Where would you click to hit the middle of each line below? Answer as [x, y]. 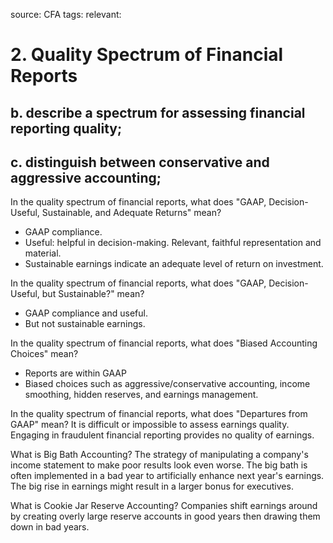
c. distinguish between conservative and [140, 162]
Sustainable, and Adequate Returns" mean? [131, 213]
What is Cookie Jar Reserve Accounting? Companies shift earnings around [164, 506]
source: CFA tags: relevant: [66, 14]
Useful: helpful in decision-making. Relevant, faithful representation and [173, 243]
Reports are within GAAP [75, 373]
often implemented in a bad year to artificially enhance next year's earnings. [167, 476]
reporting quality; [66, 128]
